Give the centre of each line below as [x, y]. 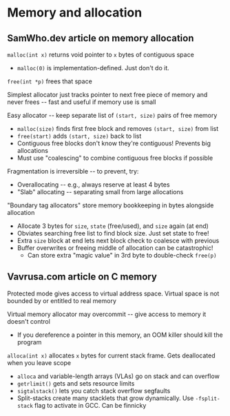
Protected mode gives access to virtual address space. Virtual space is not [113, 293]
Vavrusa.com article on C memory [82, 277]
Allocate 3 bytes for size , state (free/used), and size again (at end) [113, 226]
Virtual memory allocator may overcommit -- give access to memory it [107, 314]
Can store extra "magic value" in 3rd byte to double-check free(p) [122, 255]
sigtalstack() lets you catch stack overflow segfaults [94, 391]
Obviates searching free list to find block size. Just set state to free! [113, 233]
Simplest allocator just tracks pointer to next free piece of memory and [107, 95]
